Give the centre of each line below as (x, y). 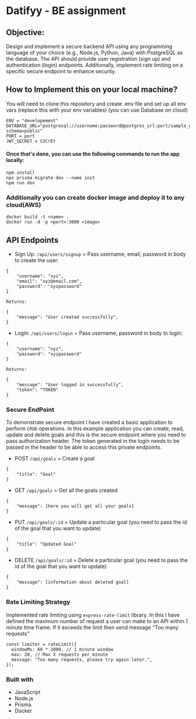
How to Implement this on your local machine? (92, 90)
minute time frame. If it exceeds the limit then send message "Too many (92, 627)
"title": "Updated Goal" (47, 544)
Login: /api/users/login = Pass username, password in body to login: (98, 333)
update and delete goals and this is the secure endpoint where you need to (96, 435)
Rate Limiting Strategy (38, 602)
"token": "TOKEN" (38, 390)
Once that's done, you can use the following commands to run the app (93, 154)
